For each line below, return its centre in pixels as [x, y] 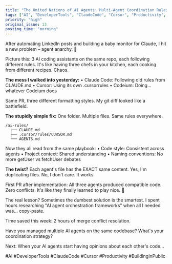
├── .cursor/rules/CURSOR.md [41, 135]
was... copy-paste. [25, 211]
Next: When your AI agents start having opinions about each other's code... [85, 246]
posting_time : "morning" [32, 29]
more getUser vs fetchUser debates [43, 159]
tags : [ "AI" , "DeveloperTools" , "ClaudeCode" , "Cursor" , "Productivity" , [86, 15]
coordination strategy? [29, 236]
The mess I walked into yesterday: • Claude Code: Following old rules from [85, 80]
